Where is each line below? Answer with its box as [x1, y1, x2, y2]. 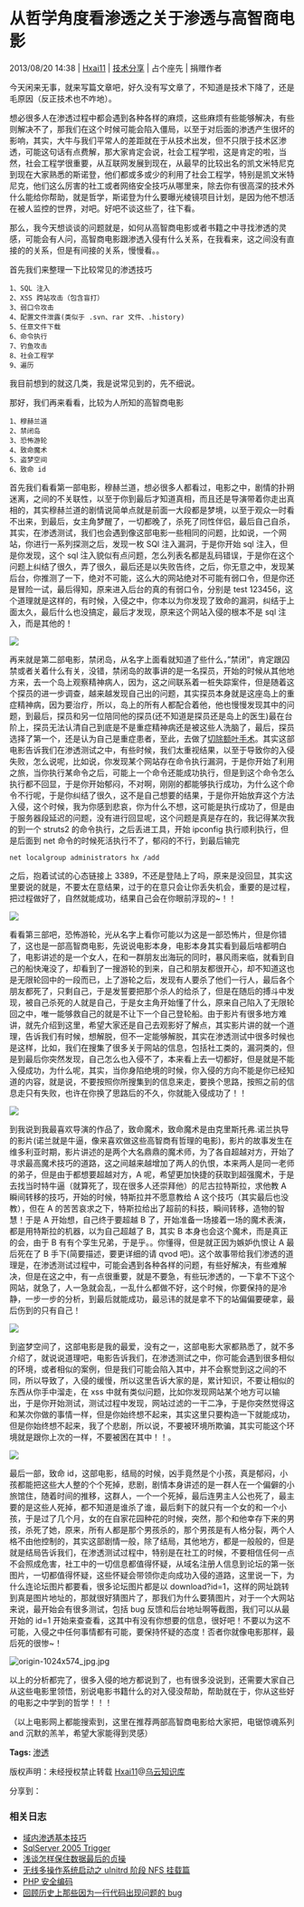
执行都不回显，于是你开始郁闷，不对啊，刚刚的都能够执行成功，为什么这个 [9, 778, 287, 789]
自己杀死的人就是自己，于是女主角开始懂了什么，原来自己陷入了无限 [33, 997, 287, 1008]
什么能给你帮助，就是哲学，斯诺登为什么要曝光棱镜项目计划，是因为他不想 [9, 191, 287, 202]
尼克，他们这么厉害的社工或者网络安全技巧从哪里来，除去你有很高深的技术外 [9, 180, 295, 191]
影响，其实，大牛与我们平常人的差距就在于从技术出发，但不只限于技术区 [9, 135, 279, 146]
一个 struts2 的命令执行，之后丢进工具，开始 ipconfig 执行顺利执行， [24, 823, 281, 834]
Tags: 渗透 [9, 1747, 50, 1758]
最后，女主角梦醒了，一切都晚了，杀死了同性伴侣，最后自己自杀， [48, 515, 295, 526]
